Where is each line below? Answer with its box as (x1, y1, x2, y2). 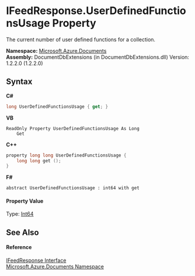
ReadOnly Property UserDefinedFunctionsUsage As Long (6, 125, 140, 131)
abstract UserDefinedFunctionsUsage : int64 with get (6, 185, 140, 191)
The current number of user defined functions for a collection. (6, 36, 156, 43)
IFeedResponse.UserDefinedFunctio (6, 4, 187, 18)
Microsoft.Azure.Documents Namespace (6, 263, 104, 270)
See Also (6, 227, 39, 237)
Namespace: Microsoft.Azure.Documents (6, 47, 107, 54)
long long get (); (16, 158, 61, 163)
